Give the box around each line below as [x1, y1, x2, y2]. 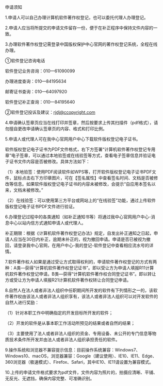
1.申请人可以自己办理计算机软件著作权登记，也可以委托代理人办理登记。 [5, 15, 148, 20]
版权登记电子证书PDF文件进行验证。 [5, 204, 78, 209]
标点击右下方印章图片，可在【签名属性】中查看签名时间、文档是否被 [17, 175, 154, 181]
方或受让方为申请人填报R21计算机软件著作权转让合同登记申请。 [5, 277, 131, 283]
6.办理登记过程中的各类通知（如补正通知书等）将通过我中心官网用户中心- [5, 214, 151, 220]
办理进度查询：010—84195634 [5, 78, 66, 84]
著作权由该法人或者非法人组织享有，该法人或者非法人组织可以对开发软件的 [9, 294, 158, 299]
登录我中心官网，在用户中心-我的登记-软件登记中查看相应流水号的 [17, 243, 149, 248]
